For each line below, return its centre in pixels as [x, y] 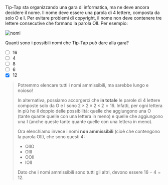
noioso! [25, 90]
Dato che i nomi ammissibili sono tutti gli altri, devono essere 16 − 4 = [89, 172]
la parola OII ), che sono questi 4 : [51, 137]
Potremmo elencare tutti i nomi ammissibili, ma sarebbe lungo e [83, 85]
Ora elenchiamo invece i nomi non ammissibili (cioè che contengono [89, 131]
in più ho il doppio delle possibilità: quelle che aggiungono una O [84, 111]
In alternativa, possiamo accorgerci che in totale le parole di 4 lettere [89, 101]
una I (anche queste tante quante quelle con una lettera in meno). [85, 122]
